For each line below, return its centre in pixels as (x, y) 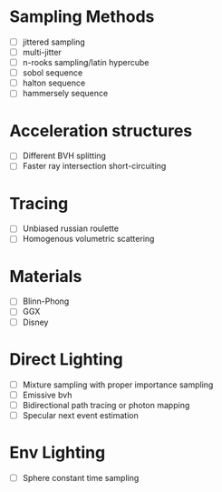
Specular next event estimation (80, 415)
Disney (35, 322)
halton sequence (54, 83)
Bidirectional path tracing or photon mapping (106, 405)
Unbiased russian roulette (71, 228)
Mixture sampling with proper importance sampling (118, 385)
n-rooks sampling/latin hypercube (86, 63)
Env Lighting (58, 452)
